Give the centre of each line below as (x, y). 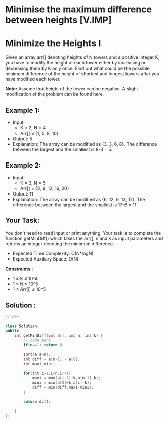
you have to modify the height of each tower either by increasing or (75, 63)
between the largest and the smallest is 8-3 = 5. (62, 149)
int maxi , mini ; (39, 364)
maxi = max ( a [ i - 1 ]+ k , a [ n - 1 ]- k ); (66, 378)
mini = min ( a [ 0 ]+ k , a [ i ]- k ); (62, 383)
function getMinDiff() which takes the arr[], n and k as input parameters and (84, 238)
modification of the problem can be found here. (55, 94)
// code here (37, 340)
